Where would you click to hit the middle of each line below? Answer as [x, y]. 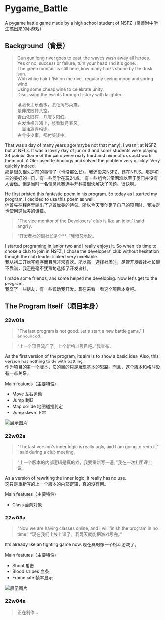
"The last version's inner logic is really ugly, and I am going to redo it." [88, 446]
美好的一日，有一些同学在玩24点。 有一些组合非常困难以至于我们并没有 [86, 178]
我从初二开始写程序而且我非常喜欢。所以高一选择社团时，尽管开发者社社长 [80, 262]
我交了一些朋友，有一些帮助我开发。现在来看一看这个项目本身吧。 [72, 289]
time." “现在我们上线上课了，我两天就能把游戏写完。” [69, 534]
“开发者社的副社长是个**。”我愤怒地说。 [57, 236]
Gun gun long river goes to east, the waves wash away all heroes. [84, 58]
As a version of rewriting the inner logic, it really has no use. [66, 478]
